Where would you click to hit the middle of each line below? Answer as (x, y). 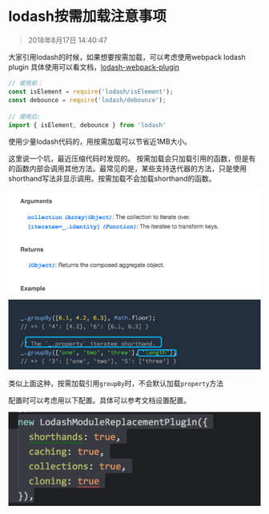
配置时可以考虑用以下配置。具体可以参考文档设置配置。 (99, 400)
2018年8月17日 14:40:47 (68, 40)
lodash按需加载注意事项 (87, 16)
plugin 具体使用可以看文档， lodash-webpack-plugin (94, 67)
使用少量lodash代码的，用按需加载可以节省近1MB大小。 (100, 141)
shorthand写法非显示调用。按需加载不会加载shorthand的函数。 (112, 179)
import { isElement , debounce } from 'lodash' (87, 126)
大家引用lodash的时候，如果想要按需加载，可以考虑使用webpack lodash (127, 57)
